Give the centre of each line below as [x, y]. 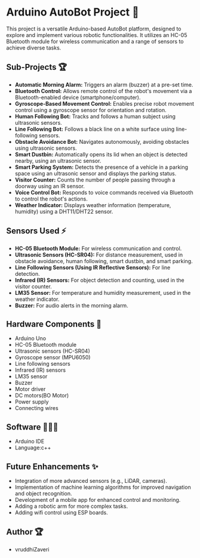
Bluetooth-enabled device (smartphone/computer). [78, 97]
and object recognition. [43, 494]
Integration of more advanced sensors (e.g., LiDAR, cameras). [91, 481]
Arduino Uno [30, 338]
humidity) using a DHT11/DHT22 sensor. [64, 211]
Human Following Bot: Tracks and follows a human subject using [95, 116]
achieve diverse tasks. [34, 48]
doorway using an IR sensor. [50, 186]
